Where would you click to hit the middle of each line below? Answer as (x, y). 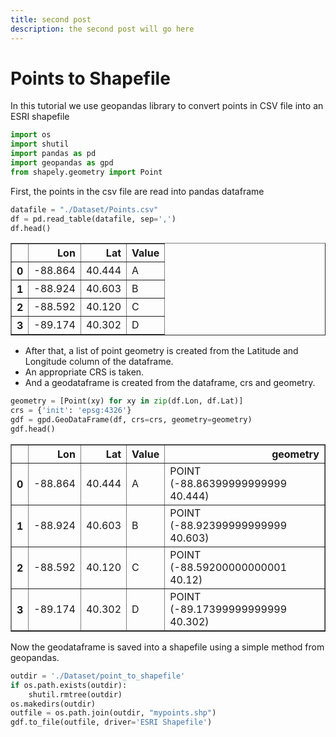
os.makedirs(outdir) (53, 704)
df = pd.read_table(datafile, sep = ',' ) (93, 219)
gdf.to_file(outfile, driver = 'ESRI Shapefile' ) (111, 722)
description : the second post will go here (102, 29)
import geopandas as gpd (62, 163)
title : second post (51, 19)
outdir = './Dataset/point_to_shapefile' (98, 676)
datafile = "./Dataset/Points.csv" (84, 209)
